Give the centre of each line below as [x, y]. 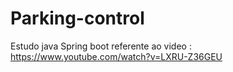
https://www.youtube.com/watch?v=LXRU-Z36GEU [116, 56]
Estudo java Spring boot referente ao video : [101, 46]
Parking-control [77, 18]
